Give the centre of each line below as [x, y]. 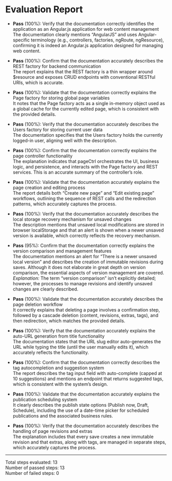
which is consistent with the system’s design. [60, 384]
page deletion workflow [38, 304]
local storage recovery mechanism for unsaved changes [72, 219]
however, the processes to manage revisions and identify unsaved [82, 283]
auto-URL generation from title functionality [59, 336]
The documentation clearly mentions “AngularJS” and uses [75, 34]
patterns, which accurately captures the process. [64, 204]
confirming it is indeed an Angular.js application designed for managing [88, 45]
